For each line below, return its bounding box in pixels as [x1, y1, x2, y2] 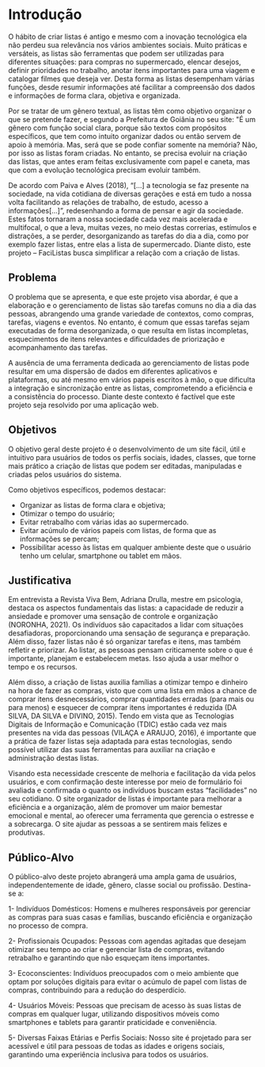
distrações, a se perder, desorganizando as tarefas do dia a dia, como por [8, 231, 249, 240]
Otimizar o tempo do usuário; [19, 509, 115, 518]
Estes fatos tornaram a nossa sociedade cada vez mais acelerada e [8, 214, 228, 224]
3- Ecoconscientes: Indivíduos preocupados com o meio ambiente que [8, 969, 239, 978]
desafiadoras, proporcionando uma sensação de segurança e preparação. [8, 628, 251, 638]
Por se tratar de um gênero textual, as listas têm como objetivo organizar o [8, 106, 252, 116]
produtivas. [8, 827, 45, 838]
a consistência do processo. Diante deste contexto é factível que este [8, 391, 236, 401]
